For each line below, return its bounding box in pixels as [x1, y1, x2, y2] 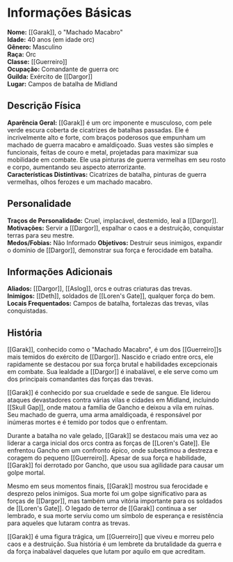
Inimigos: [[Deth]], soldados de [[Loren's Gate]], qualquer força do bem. [7, 292, 216, 300]
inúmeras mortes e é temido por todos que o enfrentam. [7, 418, 168, 426]
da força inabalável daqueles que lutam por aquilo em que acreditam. [7, 547, 206, 556]
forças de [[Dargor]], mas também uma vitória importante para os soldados [7, 497, 223, 506]
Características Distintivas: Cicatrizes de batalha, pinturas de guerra [7, 170, 207, 178]
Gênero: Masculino [7, 42, 63, 51]
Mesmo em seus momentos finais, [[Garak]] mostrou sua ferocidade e [7, 482, 209, 490]
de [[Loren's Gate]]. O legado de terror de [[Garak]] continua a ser [7, 504, 197, 513]
